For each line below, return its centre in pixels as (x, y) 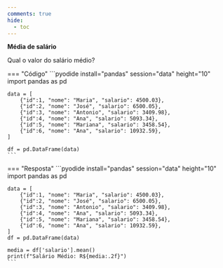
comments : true (29, 14)
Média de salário (32, 47)
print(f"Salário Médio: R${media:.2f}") (67, 257)
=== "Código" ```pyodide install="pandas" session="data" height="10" (109, 74)
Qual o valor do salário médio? (51, 60)
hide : (15, 20)
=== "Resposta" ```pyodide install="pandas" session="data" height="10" (112, 168)
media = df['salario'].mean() (52, 250)
